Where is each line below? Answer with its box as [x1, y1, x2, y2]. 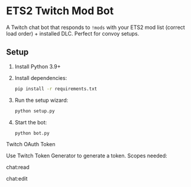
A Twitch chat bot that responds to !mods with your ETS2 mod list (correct [6, 24, 185, 31]
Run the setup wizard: [14, 96, 69, 104]
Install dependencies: [14, 74, 67, 81]
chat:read [6, 164, 30, 171]
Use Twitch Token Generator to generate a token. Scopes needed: [6, 152, 167, 159]
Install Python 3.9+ [14, 63, 61, 70]
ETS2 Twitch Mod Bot [6, 4, 114, 18]
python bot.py [14, 130, 50, 136]
